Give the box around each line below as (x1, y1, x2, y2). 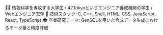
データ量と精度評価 (9, 25, 48, 31)
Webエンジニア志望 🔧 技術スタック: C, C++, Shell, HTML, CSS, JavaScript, (5, 11, 156, 17)
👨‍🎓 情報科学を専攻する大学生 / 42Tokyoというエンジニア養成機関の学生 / (5, 5, 153, 10)
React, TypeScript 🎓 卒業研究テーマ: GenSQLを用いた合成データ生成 (5, 17, 146, 23)
